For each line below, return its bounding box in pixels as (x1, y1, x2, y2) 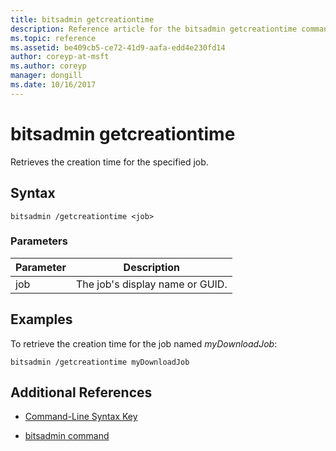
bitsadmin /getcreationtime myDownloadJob (10, 357, 190, 367)
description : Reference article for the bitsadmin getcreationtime (10, 24, 298, 34)
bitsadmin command (24, 430, 110, 442)
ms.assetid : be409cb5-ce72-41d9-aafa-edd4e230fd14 (10, 42, 226, 53)
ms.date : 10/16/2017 (10, 80, 97, 90)
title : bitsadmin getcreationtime (10, 14, 155, 25)
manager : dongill (10, 71, 83, 81)
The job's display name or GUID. (75, 277, 228, 291)
